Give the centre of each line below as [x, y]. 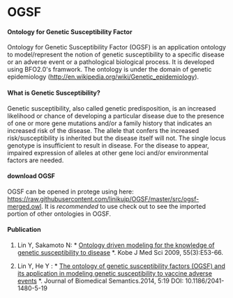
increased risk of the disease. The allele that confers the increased [103, 130]
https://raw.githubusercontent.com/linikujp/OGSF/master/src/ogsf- [103, 198]
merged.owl [24, 206]
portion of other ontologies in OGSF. [59, 214]
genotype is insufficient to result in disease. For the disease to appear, [108, 145]
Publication [24, 230]
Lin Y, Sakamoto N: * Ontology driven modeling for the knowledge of [116, 245]
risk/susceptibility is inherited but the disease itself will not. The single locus [116, 138]
